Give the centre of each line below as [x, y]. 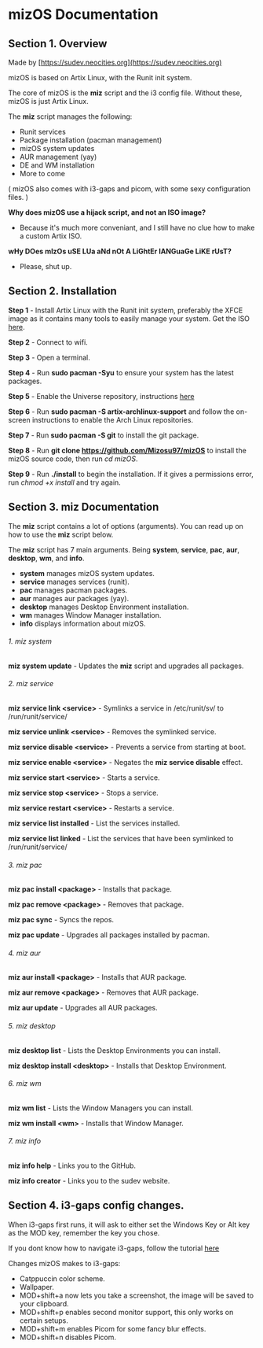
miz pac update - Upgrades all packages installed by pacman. [109, 935]
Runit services [43, 132]
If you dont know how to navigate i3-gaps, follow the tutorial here [114, 1248]
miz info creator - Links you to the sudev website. [89, 1181]
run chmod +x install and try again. [65, 482]
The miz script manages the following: [70, 116]
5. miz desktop [32, 1026]
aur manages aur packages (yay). [74, 598]
